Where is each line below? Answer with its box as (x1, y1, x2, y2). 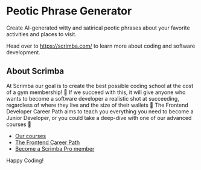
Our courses (14, 132, 46, 139)
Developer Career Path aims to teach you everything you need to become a (6, 107, 194, 115)
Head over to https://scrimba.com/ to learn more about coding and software (6, 42, 196, 49)
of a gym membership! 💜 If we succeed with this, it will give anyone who (6, 89, 186, 96)
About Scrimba (6, 66, 65, 77)
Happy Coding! (6, 157, 44, 164)
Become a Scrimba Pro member (14, 145, 95, 152)
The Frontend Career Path (14, 139, 80, 146)
